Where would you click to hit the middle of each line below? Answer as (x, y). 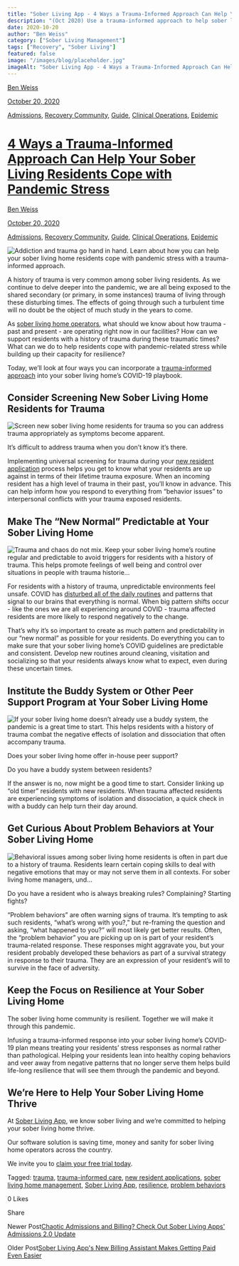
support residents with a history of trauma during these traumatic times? (113, 339)
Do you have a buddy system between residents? (80, 770)
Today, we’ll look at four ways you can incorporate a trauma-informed (110, 367)
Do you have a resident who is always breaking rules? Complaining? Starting (119, 893)
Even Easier (25, 1255)
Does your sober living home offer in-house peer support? (93, 756)
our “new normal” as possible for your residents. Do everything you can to (116, 638)
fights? (17, 901)
